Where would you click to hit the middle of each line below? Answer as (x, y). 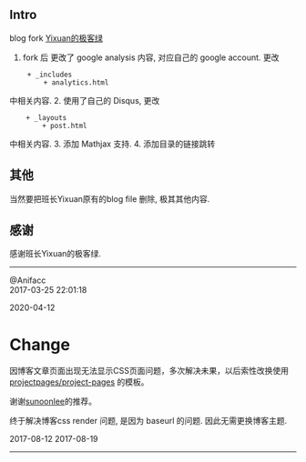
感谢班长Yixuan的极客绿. (56, 254)
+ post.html (65, 126)
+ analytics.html (76, 82)
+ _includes (50, 75)
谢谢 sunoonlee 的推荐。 (53, 402)
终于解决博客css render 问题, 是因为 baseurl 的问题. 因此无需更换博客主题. (148, 421)
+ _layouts (46, 117)
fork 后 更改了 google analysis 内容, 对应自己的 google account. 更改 (151, 57)
